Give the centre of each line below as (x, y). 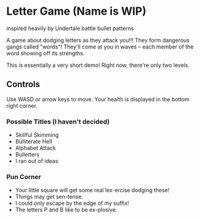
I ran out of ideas (37, 161)
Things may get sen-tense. (49, 197)
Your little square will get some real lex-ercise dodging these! (92, 190)
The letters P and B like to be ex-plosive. (66, 210)
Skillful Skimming (37, 135)
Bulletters (27, 155)
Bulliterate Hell (34, 142)
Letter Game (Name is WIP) (76, 11)
